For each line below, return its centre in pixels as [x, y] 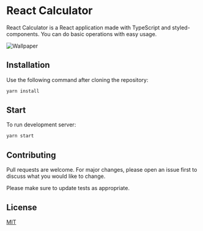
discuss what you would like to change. [56, 176]
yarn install [23, 91]
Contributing [31, 155]
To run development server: [41, 125]
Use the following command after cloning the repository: [77, 79]
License [22, 207]
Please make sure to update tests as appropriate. [68, 188]
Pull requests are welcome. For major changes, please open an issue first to [102, 170]
